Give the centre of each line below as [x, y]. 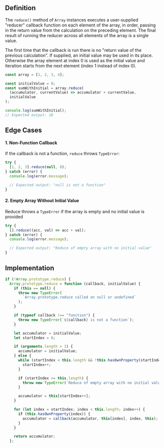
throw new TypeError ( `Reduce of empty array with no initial [86, 383]
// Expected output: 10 [29, 115]
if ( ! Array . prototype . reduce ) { [38, 279]
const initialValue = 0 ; [30, 83]
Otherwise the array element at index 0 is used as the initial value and [75, 60]
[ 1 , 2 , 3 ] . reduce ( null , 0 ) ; [38, 167]
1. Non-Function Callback [31, 143]
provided [14, 217]
